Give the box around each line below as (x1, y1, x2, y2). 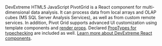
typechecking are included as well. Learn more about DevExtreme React (5, 30, 152, 36)
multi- (142, 4, 155, 10)
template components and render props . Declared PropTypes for (5, 25, 137, 31)
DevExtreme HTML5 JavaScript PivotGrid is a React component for (5, 4, 142, 10)
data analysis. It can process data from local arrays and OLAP (31, 9, 157, 15)
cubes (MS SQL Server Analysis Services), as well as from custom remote (5, 15, 156, 20)
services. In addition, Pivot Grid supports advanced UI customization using (5, 20, 157, 25)
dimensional (5, 9, 30, 15)
